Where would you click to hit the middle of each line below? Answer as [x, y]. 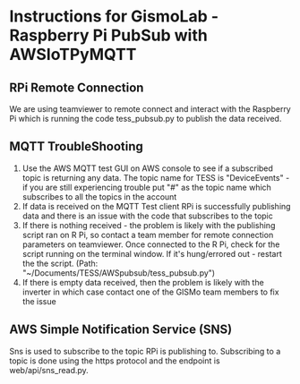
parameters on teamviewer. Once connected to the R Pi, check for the [151, 244]
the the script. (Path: [60, 263]
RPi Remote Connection [77, 87]
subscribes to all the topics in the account [99, 196]
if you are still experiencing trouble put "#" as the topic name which [146, 187]
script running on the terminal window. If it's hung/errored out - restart [152, 253]
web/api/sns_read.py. [49, 370]
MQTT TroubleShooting [76, 146]
